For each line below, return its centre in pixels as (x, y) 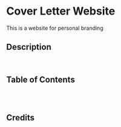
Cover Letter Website (61, 11)
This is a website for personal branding (55, 28)
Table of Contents (41, 80)
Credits (21, 118)
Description (29, 47)
